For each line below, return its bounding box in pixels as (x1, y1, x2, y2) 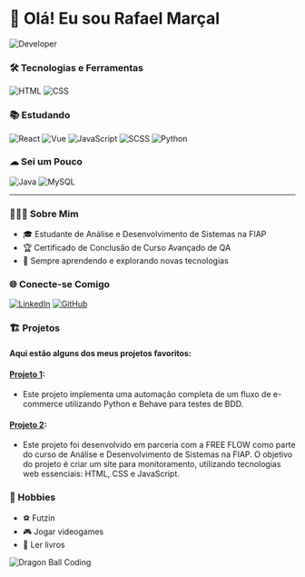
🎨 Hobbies (9, 491, 56, 503)
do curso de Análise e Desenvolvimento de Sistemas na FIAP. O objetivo (22, 449, 293, 460)
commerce (22, 399, 64, 410)
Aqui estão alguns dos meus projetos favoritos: (9, 347, 192, 358)
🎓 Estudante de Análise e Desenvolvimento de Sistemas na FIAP (22, 229, 267, 240)
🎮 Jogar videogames (22, 526, 104, 537)
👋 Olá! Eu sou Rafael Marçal (9, 8, 221, 29)
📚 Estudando (9, 109, 71, 122)
